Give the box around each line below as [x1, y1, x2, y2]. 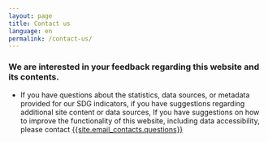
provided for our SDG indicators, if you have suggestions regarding [19, 98, 245, 108]
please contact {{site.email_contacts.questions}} [19, 124, 184, 134]
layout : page [8, 11, 53, 20]
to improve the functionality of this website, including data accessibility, [19, 115, 260, 126]
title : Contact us [8, 19, 71, 28]
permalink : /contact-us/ [8, 34, 93, 43]
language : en [8, 27, 53, 35]
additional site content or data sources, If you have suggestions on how [19, 107, 260, 117]
